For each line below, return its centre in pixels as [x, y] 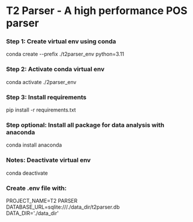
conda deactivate [27, 173]
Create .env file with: [37, 188]
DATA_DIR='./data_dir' [32, 213]
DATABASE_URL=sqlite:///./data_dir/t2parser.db [63, 207]
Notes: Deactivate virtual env [49, 160]
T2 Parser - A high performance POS [97, 11]
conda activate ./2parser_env [41, 82]
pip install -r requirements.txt [41, 110]
